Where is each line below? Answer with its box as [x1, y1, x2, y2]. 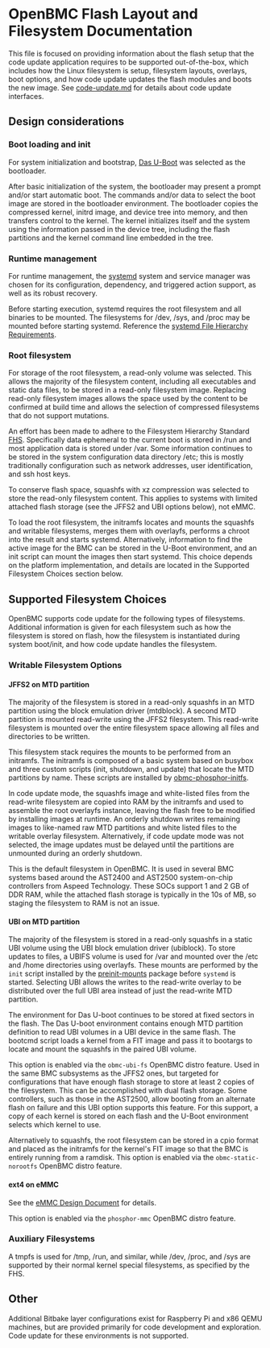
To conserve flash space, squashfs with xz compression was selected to [8, 485, 250, 495]
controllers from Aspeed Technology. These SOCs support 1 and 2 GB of [8, 881, 250, 891]
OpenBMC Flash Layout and [8, 5, 199, 23]
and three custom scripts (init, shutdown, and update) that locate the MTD [8, 765, 255, 774]
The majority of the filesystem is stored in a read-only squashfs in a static [8, 935, 253, 944]
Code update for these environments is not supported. [8, 1330, 189, 1340]
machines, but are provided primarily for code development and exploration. [8, 1322, 262, 1332]
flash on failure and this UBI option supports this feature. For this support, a [8, 1103, 259, 1113]
